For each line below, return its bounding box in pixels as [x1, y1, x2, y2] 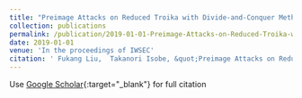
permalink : [9, 29, 50, 38]
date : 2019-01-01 [9, 37, 75, 47]
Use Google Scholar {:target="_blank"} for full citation [9, 79, 207, 89]
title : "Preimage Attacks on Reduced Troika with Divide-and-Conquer [9, 12, 276, 22]
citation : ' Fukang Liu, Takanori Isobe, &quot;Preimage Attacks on [9, 54, 276, 63]
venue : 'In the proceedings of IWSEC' [9, 46, 155, 55]
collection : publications [9, 21, 106, 30]
